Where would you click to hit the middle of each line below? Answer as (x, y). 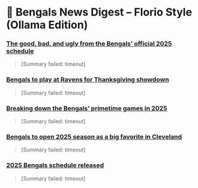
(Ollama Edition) (47, 25)
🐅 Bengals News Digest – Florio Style (99, 12)
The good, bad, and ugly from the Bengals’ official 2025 (89, 44)
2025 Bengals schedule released (55, 165)
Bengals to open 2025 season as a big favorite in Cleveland (94, 137)
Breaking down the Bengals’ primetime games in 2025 (87, 108)
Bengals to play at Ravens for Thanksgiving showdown (88, 80)
